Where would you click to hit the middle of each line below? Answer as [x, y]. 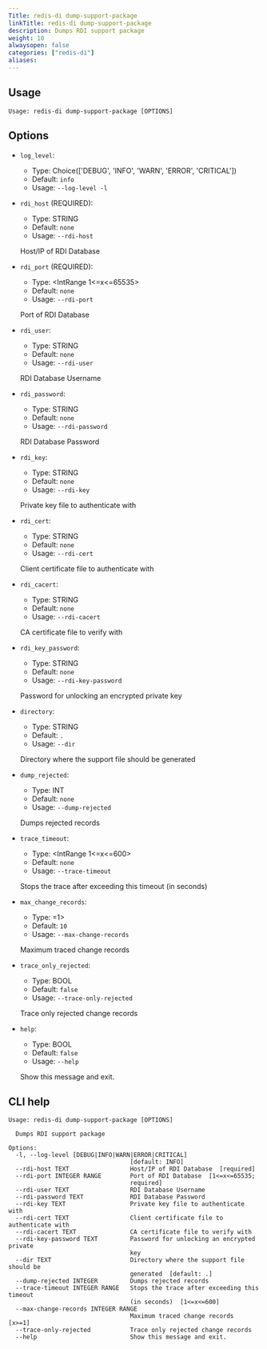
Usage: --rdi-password [70, 426]
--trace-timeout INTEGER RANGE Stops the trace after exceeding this [137, 1288]
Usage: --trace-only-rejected [82, 998]
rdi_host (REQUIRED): [56, 203]
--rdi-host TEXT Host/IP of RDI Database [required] [135, 1169]
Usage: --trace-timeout [72, 871]
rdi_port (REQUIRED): [56, 266]
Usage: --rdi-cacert [66, 616]
